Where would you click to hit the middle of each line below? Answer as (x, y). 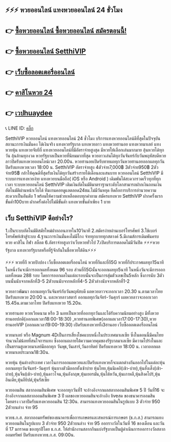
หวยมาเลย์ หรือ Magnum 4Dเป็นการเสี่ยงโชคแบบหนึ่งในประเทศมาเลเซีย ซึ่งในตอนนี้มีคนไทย (84, 335)
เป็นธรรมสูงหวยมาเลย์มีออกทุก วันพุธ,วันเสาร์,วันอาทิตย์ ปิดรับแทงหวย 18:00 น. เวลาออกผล (83, 346)
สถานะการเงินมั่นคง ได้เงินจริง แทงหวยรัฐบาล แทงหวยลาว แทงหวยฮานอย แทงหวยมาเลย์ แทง (83, 144)
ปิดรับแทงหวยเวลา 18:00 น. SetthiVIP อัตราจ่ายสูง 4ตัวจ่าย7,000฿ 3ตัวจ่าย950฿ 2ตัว (82, 167)
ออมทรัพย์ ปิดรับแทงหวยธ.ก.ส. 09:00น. (40, 435)
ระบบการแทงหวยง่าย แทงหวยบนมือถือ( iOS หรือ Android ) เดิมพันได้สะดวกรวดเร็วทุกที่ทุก (83, 178)
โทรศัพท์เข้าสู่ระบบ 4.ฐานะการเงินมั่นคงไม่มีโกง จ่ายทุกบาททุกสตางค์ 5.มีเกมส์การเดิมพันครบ (82, 236)
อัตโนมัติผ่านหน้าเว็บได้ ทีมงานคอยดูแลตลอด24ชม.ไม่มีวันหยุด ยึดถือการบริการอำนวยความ (81, 190)
